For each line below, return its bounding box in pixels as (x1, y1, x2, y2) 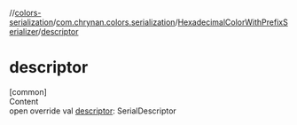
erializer (9, 27, 39, 36)
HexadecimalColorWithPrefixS (177, 17, 288, 27)
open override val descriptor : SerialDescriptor (9, 105, 177, 116)
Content (9, 96, 39, 106)
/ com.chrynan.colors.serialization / (52, 17, 179, 27)
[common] (9, 86, 47, 97)
